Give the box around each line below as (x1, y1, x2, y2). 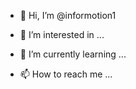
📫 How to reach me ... (19, 68, 113, 80)
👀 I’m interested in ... (19, 29, 105, 40)
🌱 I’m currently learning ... (19, 48, 127, 60)
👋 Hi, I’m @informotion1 (19, 10, 117, 21)
